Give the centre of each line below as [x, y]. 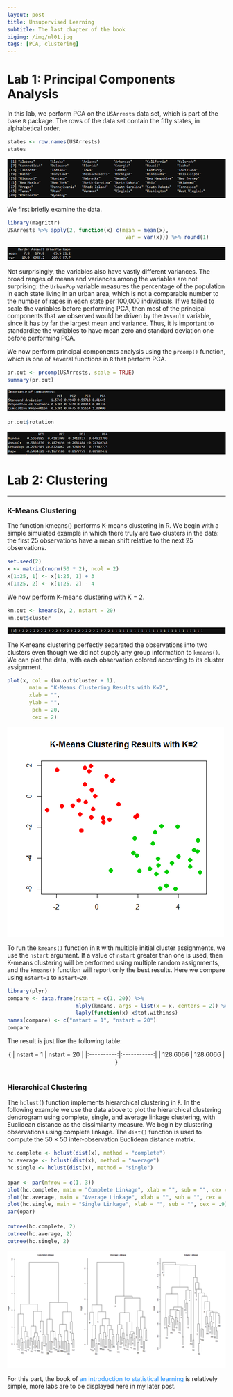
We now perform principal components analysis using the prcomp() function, [116, 352]
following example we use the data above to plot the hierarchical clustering [114, 1110]
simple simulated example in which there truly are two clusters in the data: [113, 533]
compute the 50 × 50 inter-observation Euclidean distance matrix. [101, 1139]
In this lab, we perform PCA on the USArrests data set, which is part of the [113, 114]
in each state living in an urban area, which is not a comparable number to [113, 294]
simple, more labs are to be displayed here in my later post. [92, 1387]
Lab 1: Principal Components [91, 79]
